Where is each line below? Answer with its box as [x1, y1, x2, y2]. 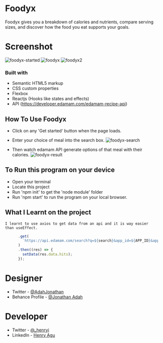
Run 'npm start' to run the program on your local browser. [12, 194, 128, 200]
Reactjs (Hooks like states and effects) [12, 96, 89, 102]
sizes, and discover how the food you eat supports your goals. [5, 24, 130, 30]
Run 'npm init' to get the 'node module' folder [12, 189, 103, 195]
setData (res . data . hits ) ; [22, 252, 73, 257]
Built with [5, 69, 28, 76]
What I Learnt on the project [5, 208, 91, 216]
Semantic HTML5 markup [12, 81, 64, 86]
